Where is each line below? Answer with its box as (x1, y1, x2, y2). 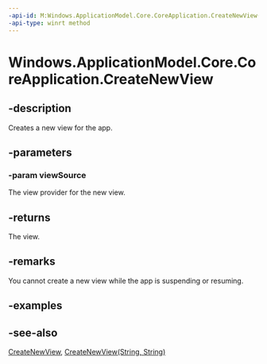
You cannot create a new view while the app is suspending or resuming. (8, 276, 244, 285)
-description (8, 102, 72, 115)
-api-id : (8, 11, 37, 20)
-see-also (8, 326, 58, 339)
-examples (8, 299, 63, 312)
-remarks (8, 255, 56, 269)
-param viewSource (8, 169, 87, 180)
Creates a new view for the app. (8, 122, 113, 132)
